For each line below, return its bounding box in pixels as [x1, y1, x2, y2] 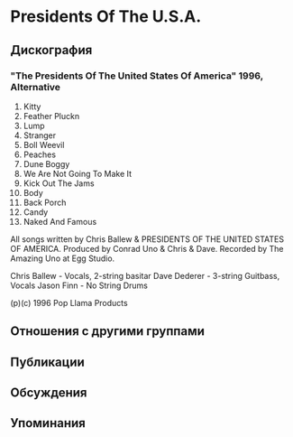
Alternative [10, 80, 61, 93]
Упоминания [10, 415, 87, 431]
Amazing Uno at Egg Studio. [10, 253, 115, 264]
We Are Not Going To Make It [23, 168, 133, 179]
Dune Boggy [23, 158, 70, 169]
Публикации [10, 354, 85, 369]
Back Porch [23, 197, 67, 208]
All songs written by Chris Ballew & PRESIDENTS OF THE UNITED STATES [10, 233, 285, 245]
